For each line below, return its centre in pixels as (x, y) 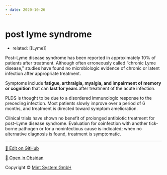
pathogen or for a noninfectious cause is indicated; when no (80, 128)
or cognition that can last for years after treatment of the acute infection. (80, 88)
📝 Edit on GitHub (22, 148)
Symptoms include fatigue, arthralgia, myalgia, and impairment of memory (83, 83)
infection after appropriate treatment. (43, 73)
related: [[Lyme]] (30, 48)
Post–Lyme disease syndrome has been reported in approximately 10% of (81, 58)
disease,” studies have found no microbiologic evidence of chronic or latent (83, 68)
